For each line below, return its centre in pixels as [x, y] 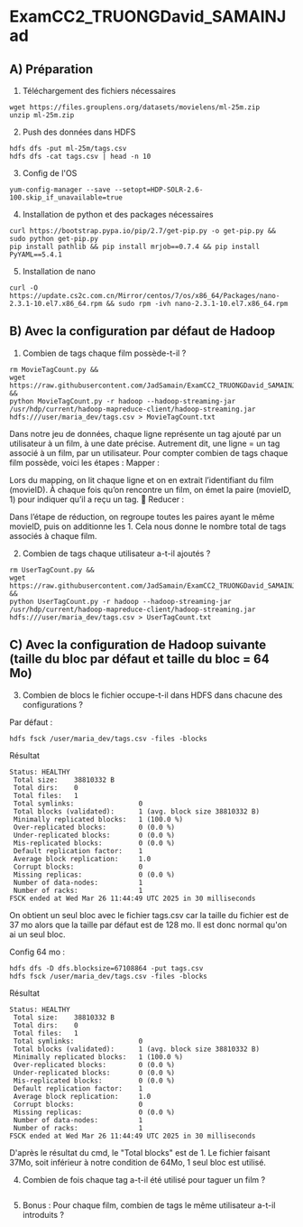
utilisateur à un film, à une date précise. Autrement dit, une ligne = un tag [145, 443]
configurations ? [53, 704]
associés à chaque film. [53, 535]
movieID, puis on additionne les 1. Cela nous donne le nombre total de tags [148, 526]
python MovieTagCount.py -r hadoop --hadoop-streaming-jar [123, 401]
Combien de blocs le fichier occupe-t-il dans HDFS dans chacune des [152, 695]
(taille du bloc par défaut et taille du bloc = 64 [139, 660]
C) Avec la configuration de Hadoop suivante [138, 645]
